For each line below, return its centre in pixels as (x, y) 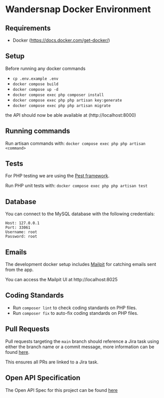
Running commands (38, 131)
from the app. (20, 270)
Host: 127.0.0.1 (22, 223)
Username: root (21, 232)
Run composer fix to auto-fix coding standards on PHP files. (75, 313)
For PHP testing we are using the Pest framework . (57, 176)
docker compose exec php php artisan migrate (61, 106)
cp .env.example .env (35, 79)
